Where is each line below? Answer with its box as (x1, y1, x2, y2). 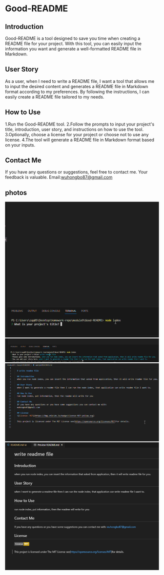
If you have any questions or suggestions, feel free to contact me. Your (5, 169, 148, 175)
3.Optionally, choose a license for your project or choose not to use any (5, 131, 149, 137)
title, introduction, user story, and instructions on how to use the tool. (5, 126, 144, 132)
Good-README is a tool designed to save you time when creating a (5, 35, 141, 41)
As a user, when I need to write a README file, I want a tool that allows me (5, 78, 155, 84)
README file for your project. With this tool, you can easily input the (5, 41, 142, 47)
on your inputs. (5, 142, 36, 148)
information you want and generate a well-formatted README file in (5, 46, 142, 51)
